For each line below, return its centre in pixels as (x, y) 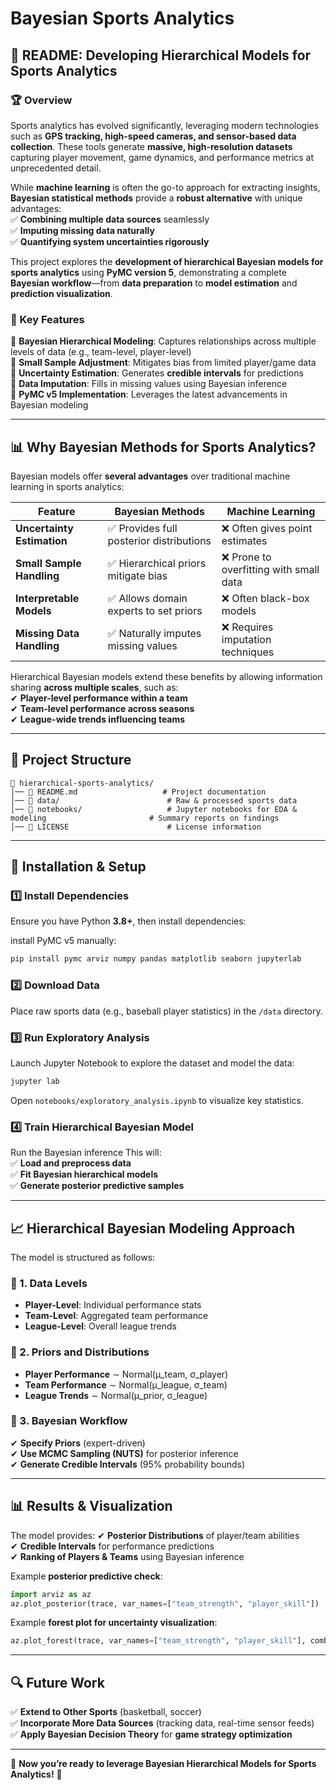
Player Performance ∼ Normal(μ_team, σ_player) (126, 1374)
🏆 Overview (41, 100)
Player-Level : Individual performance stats (113, 1305)
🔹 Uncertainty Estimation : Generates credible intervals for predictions (157, 373)
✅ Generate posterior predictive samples (97, 1186)
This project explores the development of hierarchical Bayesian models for (167, 261)
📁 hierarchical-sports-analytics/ (82, 783)
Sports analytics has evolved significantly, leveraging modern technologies (165, 125)
